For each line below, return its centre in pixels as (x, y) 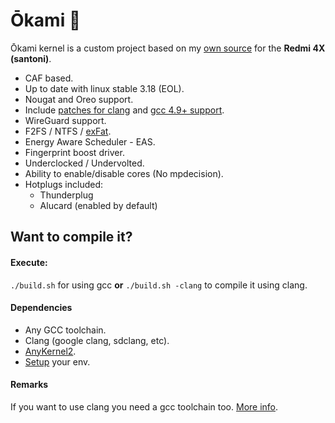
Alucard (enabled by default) (98, 205)
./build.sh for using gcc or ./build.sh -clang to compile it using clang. (159, 285)
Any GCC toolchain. (65, 330)
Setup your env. (57, 361)
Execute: (29, 262)
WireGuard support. (65, 120)
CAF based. (49, 78)
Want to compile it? (71, 237)
